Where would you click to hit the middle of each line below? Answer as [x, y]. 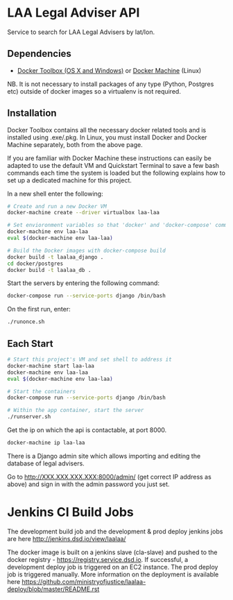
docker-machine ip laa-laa [46, 443]
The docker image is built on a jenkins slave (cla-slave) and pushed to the [112, 552]
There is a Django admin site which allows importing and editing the [104, 456]
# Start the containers [42, 391]
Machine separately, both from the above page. [75, 144]
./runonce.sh [26, 322]
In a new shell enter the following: [55, 194]
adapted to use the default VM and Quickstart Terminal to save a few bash [113, 165]
